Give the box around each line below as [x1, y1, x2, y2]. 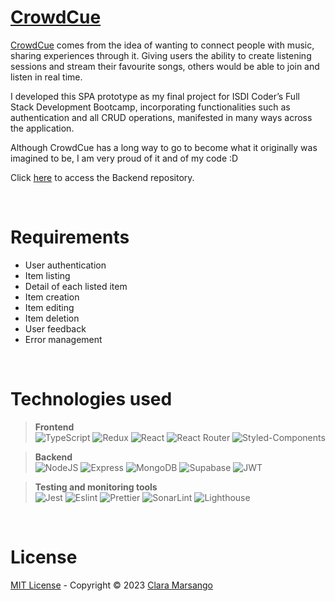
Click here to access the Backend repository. [10, 171, 195, 183]
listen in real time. [10, 71, 83, 83]
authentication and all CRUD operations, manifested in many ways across [10, 111, 313, 123]
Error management [24, 333, 103, 345]
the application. [10, 122, 75, 134]
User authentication [24, 259, 107, 271]
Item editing [24, 301, 75, 313]
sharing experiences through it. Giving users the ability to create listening [10, 49, 312, 61]
